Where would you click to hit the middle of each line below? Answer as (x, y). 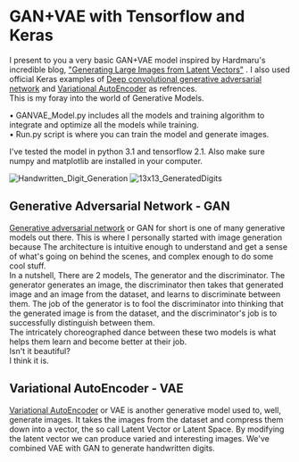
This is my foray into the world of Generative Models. (107, 98)
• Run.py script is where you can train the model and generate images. (139, 134)
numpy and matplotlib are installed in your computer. (106, 161)
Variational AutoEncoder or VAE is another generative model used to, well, (145, 410)
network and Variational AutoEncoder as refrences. (104, 88)
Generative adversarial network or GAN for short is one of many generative (147, 227)
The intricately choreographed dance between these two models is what (143, 332)
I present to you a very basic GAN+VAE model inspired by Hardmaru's (137, 60)
